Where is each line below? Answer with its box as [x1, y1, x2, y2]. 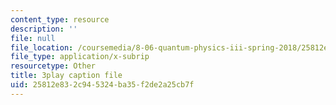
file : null [10, 33, 56, 43]
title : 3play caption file [10, 71, 123, 81]
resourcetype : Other [10, 61, 97, 71]
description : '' [10, 24, 78, 34]
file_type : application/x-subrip [10, 52, 150, 62]
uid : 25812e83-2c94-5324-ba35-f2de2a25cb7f [10, 80, 195, 90]
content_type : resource [10, 14, 110, 25]
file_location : [10, 42, 74, 53]
